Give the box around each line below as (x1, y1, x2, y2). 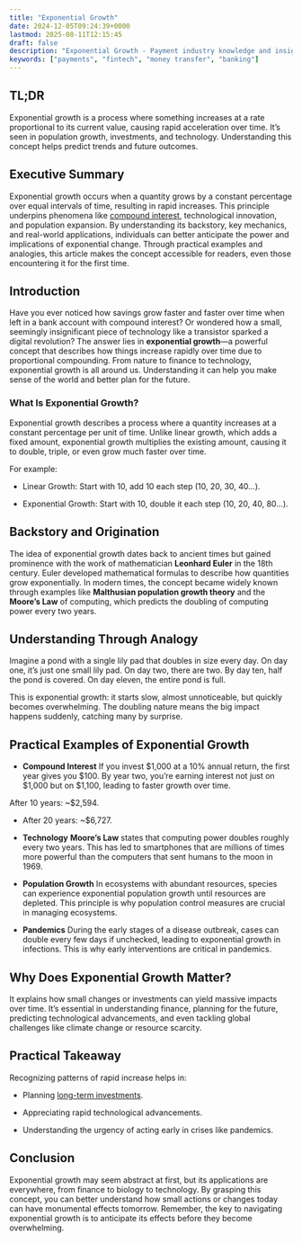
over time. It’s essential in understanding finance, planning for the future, (9, 1003, 279, 1014)
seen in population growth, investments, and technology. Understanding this (9, 131, 292, 142)
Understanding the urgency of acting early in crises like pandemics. (22, 1124, 274, 1135)
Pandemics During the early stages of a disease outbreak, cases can (22, 925, 280, 935)
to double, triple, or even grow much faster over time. (9, 446, 207, 457)
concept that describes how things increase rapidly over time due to (9, 345, 262, 356)
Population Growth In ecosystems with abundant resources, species (22, 879, 278, 889)
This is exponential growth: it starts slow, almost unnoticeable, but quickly (9, 692, 283, 702)
